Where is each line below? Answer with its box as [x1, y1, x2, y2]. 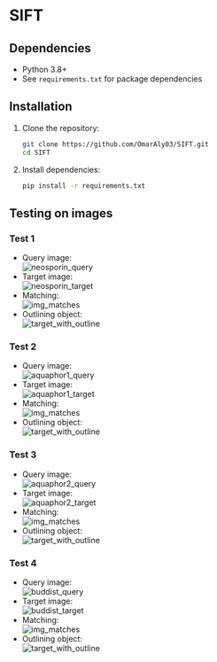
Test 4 [9, 557, 37, 569]
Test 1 [9, 232, 35, 245]
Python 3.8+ [21, 64, 68, 74]
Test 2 [9, 340, 37, 353]
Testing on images [9, 206, 113, 221]
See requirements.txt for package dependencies [21, 74, 203, 84]
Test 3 [9, 448, 37, 461]
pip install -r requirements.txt [21, 181, 146, 191]
